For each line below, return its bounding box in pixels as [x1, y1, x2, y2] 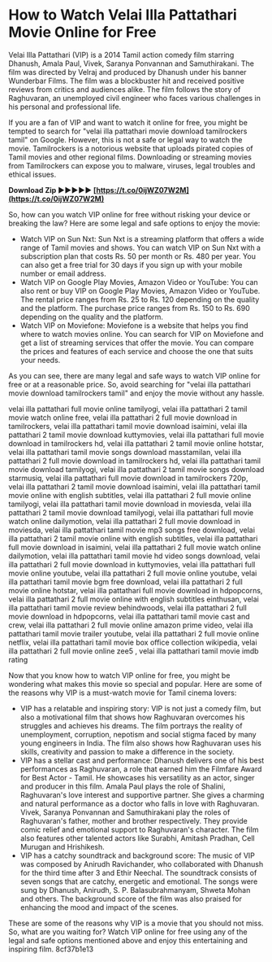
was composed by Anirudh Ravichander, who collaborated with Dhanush [19, 859, 264, 868]
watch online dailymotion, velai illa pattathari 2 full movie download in [8, 516, 241, 526]
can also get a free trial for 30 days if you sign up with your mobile [19, 260, 243, 269]
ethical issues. [8, 169, 57, 179]
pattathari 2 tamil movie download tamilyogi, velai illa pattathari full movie [8, 507, 254, 518]
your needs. [19, 355, 61, 365]
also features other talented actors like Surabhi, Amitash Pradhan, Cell [19, 833, 255, 843]
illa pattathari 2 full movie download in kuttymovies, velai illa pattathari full [8, 559, 256, 569]
